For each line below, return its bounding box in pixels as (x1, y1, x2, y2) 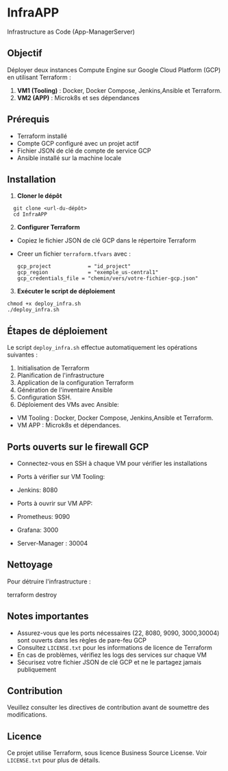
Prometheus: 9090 (16, 513, 71, 520)
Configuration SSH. (16, 393, 72, 401)
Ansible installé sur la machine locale (16, 153, 122, 162)
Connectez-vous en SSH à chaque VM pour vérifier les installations (16, 459, 207, 467)
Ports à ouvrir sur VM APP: (16, 500, 93, 507)
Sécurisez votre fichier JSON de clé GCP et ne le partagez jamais (16, 658, 202, 666)
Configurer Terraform (16, 223, 80, 232)
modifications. (7, 711, 48, 719)
